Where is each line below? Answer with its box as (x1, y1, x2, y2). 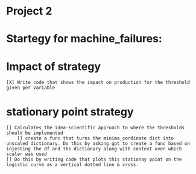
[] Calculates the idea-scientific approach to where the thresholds (6, 125, 185, 131)
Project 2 (6, 4, 52, 18)
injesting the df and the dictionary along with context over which (6, 146, 182, 152)
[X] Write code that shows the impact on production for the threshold (6, 80, 190, 86)
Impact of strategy (6, 59, 101, 73)
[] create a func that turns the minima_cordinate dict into (17, 135, 174, 141)
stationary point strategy (6, 105, 134, 118)
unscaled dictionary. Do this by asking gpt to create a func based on (6, 141, 190, 147)
